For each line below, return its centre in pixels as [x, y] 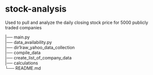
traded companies [23, 27]
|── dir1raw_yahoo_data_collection [40, 47]
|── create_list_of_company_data [38, 57]
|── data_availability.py [29, 42]
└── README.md [23, 68]
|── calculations [22, 63]
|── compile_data [23, 53]
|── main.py [18, 37]
